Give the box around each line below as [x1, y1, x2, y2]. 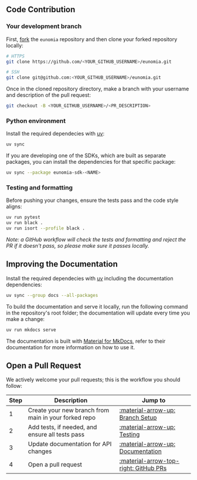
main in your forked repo [28, 414, 96, 422]
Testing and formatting [6, 184, 73, 192]
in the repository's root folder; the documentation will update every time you [6, 309, 191, 316]
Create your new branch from [28, 406, 110, 414]
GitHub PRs [135, 464, 167, 472]
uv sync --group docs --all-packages [6, 292, 98, 298]
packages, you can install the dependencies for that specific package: [6, 158, 176, 165]
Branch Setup [119, 414, 157, 422]
